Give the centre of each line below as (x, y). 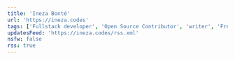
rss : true (22, 46)
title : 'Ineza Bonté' (39, 13)
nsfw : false (24, 39)
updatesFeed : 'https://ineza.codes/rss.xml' (73, 33)
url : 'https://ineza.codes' (48, 20)
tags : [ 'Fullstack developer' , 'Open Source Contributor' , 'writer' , (111, 26)
